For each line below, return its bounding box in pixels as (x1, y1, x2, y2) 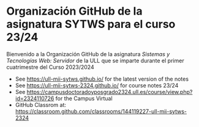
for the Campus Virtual (55, 95, 113, 102)
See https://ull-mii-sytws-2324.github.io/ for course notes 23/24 (15, 81, 179, 89)
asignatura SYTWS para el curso (6, 17, 176, 31)
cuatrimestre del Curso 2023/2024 (6, 63, 94, 71)
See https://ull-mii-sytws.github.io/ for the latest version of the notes (15, 75, 189, 82)
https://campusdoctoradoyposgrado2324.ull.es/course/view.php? (26, 88, 193, 95)
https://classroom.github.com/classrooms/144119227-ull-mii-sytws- (15, 107, 187, 115)
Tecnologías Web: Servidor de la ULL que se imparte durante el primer (6, 57, 185, 64)
